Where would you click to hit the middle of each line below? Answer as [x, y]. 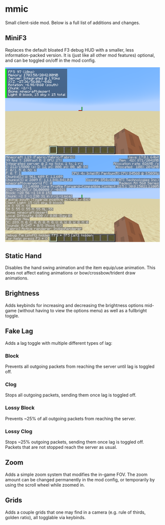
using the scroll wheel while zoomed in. [45, 485]
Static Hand [23, 256]
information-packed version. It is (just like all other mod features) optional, [80, 55]
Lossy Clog [19, 431]
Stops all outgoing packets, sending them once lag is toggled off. [71, 395]
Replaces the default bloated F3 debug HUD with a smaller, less [69, 50]
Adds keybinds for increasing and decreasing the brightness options [74, 305]
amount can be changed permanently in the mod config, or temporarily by [80, 479]
